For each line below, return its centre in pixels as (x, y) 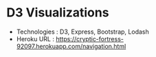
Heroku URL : (35, 38)
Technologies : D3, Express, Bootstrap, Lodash (82, 32)
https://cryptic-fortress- (90, 38)
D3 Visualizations (58, 13)
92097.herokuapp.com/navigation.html (71, 46)
